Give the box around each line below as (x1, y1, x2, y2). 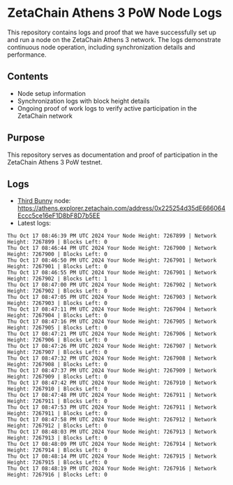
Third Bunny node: (17, 197, 71, 205)
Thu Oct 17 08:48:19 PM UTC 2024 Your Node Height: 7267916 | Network (7, 465, 217, 472)
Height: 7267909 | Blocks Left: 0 (7, 373, 108, 381)
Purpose (7, 132, 45, 144)
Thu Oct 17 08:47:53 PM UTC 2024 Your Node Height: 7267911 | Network (7, 404, 217, 411)
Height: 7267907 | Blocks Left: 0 (7, 349, 108, 356)
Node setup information (17, 89, 86, 97)
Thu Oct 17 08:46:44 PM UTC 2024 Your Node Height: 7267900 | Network (7, 245, 217, 252)
